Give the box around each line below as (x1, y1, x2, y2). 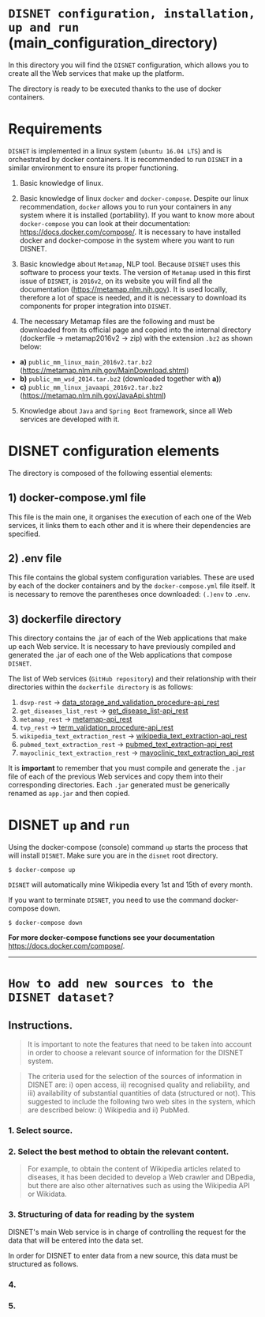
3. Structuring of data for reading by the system (8, 1209, 195, 1220)
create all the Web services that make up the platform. (8, 68, 185, 77)
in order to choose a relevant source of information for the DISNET (27, 1048, 244, 1058)
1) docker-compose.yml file (8, 491, 147, 504)
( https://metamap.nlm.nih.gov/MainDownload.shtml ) (19, 365, 189, 375)
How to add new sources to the (8, 976, 214, 991)
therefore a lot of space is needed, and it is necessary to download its (19, 292, 247, 302)
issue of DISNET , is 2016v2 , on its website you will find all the (19, 276, 213, 285)
